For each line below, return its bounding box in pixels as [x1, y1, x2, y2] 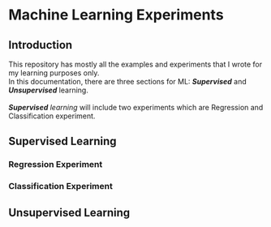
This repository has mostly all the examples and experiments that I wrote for [8, 59, 263, 69]
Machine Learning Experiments [8, 6, 225, 24]
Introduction [8, 38, 73, 52]
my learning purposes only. [8, 68, 100, 78]
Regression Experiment [8, 159, 103, 170]
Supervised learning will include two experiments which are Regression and [8, 103, 264, 112]
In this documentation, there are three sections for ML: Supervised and [8, 77, 247, 86]
